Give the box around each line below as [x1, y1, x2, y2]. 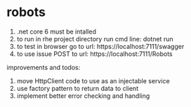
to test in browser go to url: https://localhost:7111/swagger [16, 42, 185, 50]
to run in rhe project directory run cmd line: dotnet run [16, 34, 173, 43]
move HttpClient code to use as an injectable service [16, 76, 170, 85]
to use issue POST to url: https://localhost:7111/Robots [16, 50, 173, 58]
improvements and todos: [6, 63, 81, 71]
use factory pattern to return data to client [16, 84, 138, 92]
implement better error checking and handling [16, 92, 150, 100]
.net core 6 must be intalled [16, 27, 96, 36]
